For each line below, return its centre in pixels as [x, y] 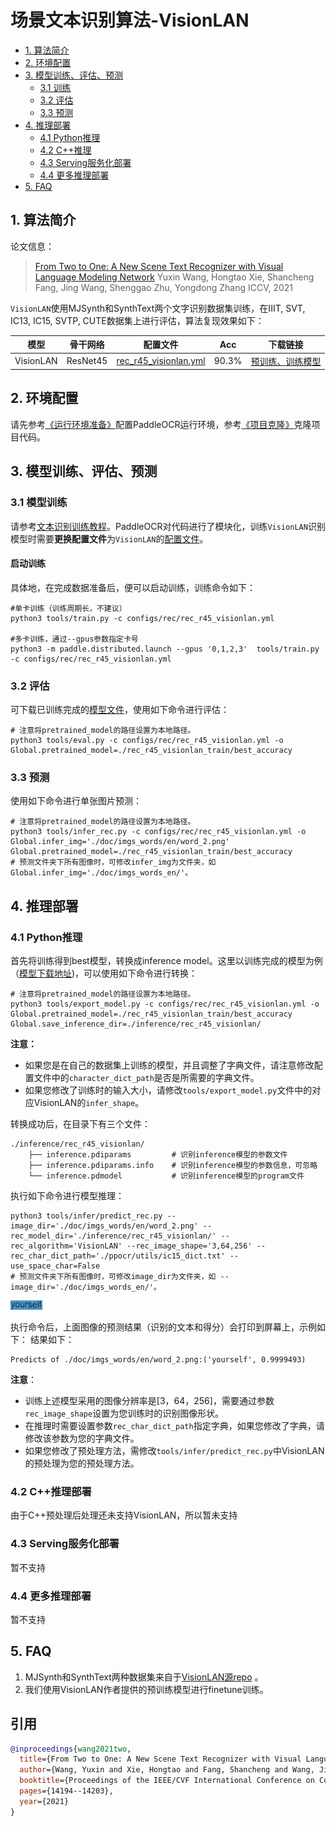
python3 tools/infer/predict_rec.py [86, 1216]
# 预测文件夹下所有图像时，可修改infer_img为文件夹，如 [113, 862]
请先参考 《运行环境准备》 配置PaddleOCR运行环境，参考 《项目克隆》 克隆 [161, 424]
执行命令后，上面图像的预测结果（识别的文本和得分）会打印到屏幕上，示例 [163, 1327]
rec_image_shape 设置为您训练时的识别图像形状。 [124, 1413]
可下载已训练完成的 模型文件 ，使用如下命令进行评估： [120, 709]
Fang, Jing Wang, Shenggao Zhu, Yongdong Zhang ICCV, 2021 [164, 287]
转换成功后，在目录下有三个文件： [80, 1123]
